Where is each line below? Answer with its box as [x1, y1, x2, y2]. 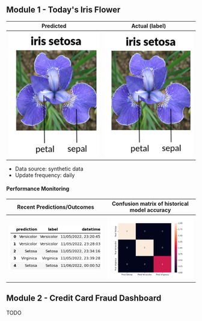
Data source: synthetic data [14, 165, 84, 172]
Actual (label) [131, 22, 167, 29]
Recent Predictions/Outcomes [17, 203, 94, 211]
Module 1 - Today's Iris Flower [6, 5, 121, 15]
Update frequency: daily [14, 171, 75, 179]
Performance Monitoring [6, 185, 70, 193]
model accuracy [129, 206, 171, 214]
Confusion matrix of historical [112, 200, 189, 208]
